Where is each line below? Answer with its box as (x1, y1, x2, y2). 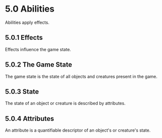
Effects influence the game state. (5, 46, 71, 52)
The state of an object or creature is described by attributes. (5, 101, 126, 106)
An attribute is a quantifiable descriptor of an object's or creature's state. (5, 127, 151, 133)
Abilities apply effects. (5, 19, 49, 25)
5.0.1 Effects (5, 34, 43, 42)
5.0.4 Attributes (5, 114, 54, 122)
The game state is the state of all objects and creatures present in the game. (5, 73, 158, 79)
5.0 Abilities (5, 3, 55, 15)
